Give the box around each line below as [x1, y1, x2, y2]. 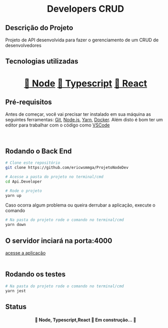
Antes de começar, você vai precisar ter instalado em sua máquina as [5, 111, 151, 117]
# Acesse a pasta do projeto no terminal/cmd [5, 174, 103, 179]
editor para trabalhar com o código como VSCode [5, 122, 110, 128]
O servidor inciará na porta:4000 [5, 236, 113, 245]
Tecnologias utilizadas [5, 57, 78, 66]
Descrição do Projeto [5, 23, 73, 32]
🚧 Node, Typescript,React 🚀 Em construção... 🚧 [35, 317, 136, 323]
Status [5, 302, 27, 311]
